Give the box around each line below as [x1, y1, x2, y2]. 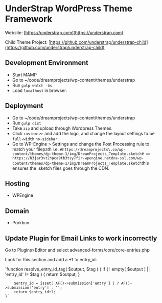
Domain [5, 207, 29, 215]
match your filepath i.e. [12, 146, 59, 152]
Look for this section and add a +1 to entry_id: [5, 257, 97, 262]
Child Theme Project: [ [5, 39, 50, 45]
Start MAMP [12, 72, 37, 78]
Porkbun [12, 220, 30, 226]
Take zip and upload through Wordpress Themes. [12, 125, 113, 131]
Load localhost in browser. [12, 87, 67, 93]
